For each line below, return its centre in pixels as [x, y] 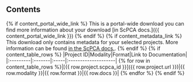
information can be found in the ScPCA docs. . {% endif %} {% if [83, 48]
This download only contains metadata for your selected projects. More [92, 42]
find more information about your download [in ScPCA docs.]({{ [83, 30]
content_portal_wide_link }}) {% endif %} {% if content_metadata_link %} [94, 36]
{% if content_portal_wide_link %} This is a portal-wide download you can [95, 23]
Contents [23, 10]
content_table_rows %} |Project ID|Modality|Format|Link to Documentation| [97, 54]
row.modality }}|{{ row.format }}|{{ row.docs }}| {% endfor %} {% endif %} [96, 73]
